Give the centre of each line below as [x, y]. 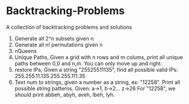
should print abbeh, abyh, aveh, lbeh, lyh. [65, 95]
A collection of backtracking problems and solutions [69, 27]
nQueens [26, 51]
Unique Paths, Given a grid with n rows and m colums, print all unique [99, 57]
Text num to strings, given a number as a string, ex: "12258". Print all [97, 82]
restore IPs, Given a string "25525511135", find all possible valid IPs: [96, 69]
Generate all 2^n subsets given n [54, 38]
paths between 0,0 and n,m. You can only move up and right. [88, 63]
